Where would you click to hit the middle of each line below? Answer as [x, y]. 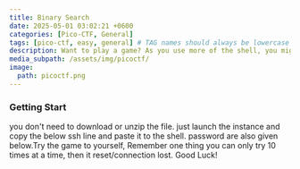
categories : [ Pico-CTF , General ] [71, 34]
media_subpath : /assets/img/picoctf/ [79, 59]
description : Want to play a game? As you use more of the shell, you [143, 51]
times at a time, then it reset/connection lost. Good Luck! [113, 155]
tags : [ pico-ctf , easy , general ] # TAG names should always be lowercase [150, 42]
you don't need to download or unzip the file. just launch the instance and [145, 127]
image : [21, 68]
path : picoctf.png [52, 76]
